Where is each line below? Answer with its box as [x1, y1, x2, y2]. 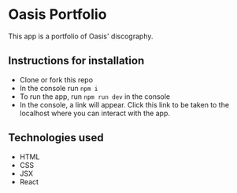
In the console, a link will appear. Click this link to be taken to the [19, 100, 230, 109]
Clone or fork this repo [19, 75, 93, 84]
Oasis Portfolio [8, 5, 107, 24]
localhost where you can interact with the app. [19, 108, 171, 118]
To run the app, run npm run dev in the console [19, 92, 171, 101]
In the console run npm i [19, 83, 98, 93]
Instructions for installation [8, 54, 145, 67]
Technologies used [8, 131, 104, 144]
